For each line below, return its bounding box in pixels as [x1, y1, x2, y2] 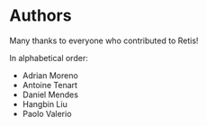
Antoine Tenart [22, 79, 78, 90]
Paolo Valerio [22, 108, 72, 119]
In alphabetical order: [9, 52, 88, 63]
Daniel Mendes [22, 89, 79, 100]
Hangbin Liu [22, 98, 67, 109]
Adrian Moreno [22, 69, 78, 81]
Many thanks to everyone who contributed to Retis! [9, 35, 199, 46]
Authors [9, 5, 72, 26]
